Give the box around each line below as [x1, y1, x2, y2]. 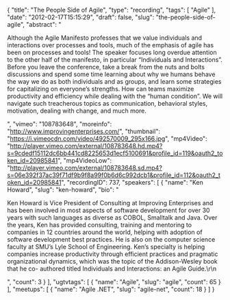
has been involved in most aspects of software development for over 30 [7, 206, 210, 214]
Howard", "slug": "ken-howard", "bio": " [7, 185, 119, 194]
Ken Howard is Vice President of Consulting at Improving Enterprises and [7, 199, 214, 207]
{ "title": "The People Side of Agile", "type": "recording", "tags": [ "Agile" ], [7, 6, 216, 14]
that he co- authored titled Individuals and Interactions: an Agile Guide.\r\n [7, 264, 217, 273]
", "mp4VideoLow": [57, 157, 112, 164]
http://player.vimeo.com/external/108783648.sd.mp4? [10, 164, 163, 172]
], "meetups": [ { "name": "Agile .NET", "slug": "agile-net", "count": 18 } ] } [7, 285, 215, 293]
